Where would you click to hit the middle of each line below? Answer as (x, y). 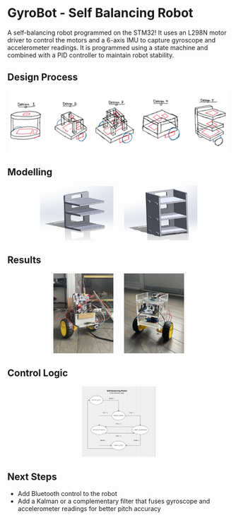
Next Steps (32, 477)
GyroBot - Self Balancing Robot (100, 13)
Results (24, 260)
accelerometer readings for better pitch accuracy (89, 508)
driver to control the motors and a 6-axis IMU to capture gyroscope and (112, 40)
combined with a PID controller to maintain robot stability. (91, 55)
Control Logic (38, 373)
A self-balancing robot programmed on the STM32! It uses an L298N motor (117, 32)
